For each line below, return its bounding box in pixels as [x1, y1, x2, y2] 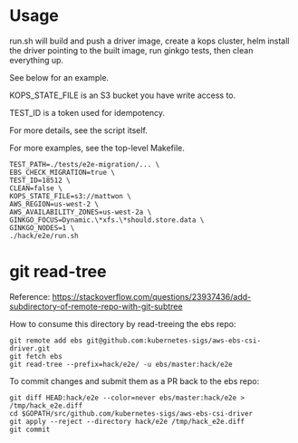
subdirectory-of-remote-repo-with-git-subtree [9, 301, 183, 312]
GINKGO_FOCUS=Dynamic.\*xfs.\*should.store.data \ [9, 215, 205, 225]
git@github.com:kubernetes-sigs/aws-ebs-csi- [86, 336, 261, 345]
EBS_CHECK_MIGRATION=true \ [9, 168, 116, 177]
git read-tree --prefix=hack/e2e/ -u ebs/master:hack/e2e [9, 360, 233, 369]
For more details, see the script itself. [9, 124, 148, 136]
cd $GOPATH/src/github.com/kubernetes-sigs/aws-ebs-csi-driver [9, 409, 254, 418]
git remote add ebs [9, 336, 83, 345]
